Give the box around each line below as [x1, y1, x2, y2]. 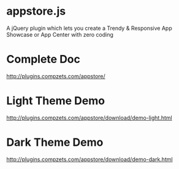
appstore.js [6, 4, 66, 18]
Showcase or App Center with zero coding [6, 31, 113, 38]
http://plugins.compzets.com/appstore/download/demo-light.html [6, 114, 173, 121]
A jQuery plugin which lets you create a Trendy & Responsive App [6, 24, 173, 32]
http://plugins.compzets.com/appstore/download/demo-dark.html [6, 156, 173, 163]
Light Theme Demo [6, 94, 105, 108]
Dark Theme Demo [6, 135, 104, 149]
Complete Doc [6, 52, 81, 67]
